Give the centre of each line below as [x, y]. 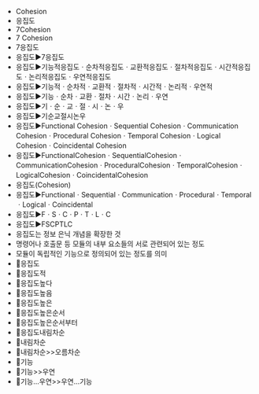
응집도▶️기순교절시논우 [51, 116]
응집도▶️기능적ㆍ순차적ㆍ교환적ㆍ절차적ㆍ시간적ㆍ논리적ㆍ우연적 [114, 87]
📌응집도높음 [34, 293]
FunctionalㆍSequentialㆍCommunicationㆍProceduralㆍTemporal [146, 195]
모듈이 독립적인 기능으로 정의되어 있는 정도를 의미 [91, 254]
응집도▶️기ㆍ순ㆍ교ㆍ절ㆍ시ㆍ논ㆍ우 [70, 106]
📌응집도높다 [34, 283]
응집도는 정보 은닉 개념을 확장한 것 [68, 234]
